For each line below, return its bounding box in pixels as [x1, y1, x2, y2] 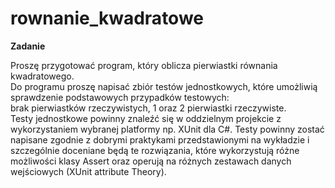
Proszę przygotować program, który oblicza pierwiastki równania [10, 59, 278, 71]
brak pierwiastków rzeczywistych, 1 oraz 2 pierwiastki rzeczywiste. [10, 102, 287, 114]
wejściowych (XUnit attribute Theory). [10, 165, 167, 177]
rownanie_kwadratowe [10, 7, 204, 30]
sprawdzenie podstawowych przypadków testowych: [10, 91, 230, 103]
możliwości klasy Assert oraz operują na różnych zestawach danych [10, 155, 292, 167]
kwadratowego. [10, 70, 75, 82]
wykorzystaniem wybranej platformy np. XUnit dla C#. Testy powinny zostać [10, 123, 325, 135]
